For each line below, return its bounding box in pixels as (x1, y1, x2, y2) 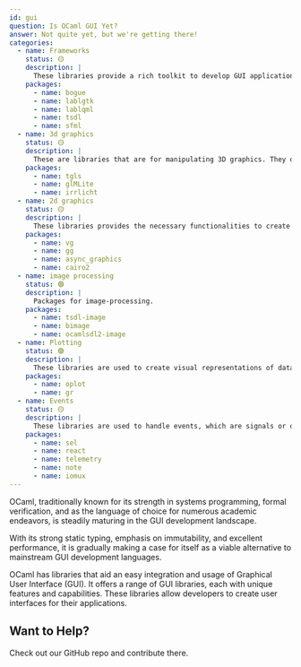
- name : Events (17, 396, 74, 406)
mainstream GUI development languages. (9, 551, 162, 562)
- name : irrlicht (32, 188, 99, 197)
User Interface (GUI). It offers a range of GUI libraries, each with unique (9, 578, 273, 589)
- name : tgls (32, 171, 82, 180)
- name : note (32, 463, 82, 472)
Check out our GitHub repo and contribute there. (9, 647, 189, 658)
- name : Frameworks (17, 47, 90, 56)
